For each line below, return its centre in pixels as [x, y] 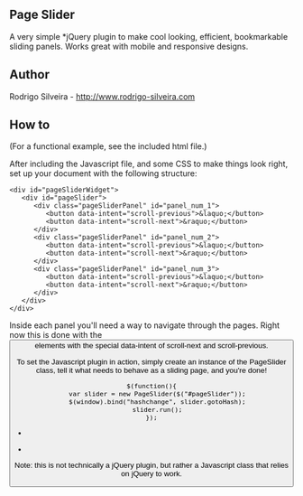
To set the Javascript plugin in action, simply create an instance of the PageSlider [151, 362]
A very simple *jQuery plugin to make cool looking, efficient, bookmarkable [149, 36]
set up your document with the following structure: [103, 173]
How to [30, 125]
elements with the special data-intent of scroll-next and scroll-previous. [151, 346]
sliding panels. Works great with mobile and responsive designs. [129, 46]
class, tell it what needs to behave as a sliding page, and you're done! [151, 370]
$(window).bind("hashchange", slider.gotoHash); [157, 402]
